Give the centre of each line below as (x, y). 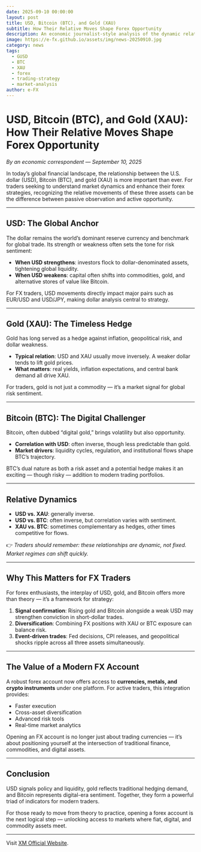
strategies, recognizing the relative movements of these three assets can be (100, 192)
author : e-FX (22, 90)
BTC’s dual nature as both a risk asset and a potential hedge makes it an (95, 468)
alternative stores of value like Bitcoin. (62, 281)
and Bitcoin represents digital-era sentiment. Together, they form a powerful (100, 795)
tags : (13, 51)
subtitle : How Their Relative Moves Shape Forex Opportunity (84, 29)
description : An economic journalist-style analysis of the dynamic (93, 34)
